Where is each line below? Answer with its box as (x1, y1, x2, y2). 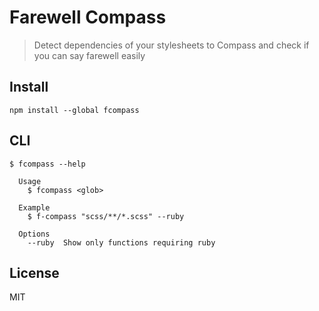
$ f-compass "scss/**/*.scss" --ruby (27, 211, 185, 221)
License (9, 264, 60, 281)
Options (18, 229, 51, 239)
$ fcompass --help (9, 159, 86, 169)
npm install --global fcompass (9, 105, 140, 115)
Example (18, 202, 51, 213)
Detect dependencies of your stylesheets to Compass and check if (33, 39, 310, 51)
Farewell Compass (9, 6, 167, 29)
